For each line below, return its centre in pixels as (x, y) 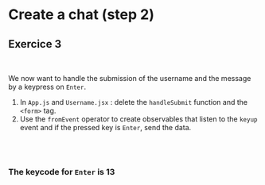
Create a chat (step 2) (82, 15)
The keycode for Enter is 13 (62, 172)
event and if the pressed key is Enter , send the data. (105, 127)
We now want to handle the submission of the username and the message (130, 78)
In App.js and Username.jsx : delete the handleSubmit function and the (134, 102)
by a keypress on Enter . (47, 87)
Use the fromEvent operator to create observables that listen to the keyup (138, 119)
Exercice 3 (35, 44)
